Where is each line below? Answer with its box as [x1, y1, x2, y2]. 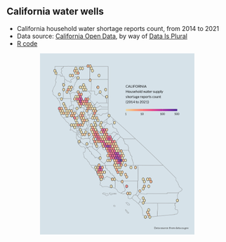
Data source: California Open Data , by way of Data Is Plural [16, 32, 187, 40]
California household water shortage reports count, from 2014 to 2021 [16, 24, 219, 32]
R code [16, 39, 38, 48]
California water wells [6, 6, 105, 18]
